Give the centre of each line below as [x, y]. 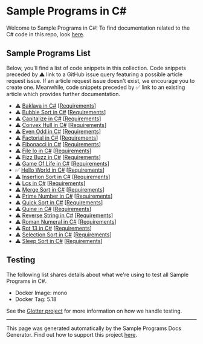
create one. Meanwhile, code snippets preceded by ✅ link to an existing [96, 87]
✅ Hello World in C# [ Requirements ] [60, 170]
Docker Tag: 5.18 [36, 299]
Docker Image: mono [41, 293]
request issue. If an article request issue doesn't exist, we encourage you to [101, 80]
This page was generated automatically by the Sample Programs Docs [94, 328]
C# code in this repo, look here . [45, 34]
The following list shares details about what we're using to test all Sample [98, 274]
